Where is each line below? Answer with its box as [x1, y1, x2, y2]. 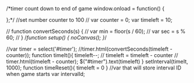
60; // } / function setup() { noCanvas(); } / [6, 34, 107, 41]
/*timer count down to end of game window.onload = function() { [6, 5, 165, 12]
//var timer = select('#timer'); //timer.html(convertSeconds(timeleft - [6, 45, 173, 52]
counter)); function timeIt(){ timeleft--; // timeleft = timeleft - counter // [6, 52, 179, 58]
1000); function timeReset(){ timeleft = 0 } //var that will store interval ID [6, 64, 182, 71]
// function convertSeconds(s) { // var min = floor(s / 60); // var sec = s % [6, 28, 186, 35]
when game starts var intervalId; [6, 71, 85, 77]
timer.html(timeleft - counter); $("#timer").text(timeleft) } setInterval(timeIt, [6, 58, 189, 65]
